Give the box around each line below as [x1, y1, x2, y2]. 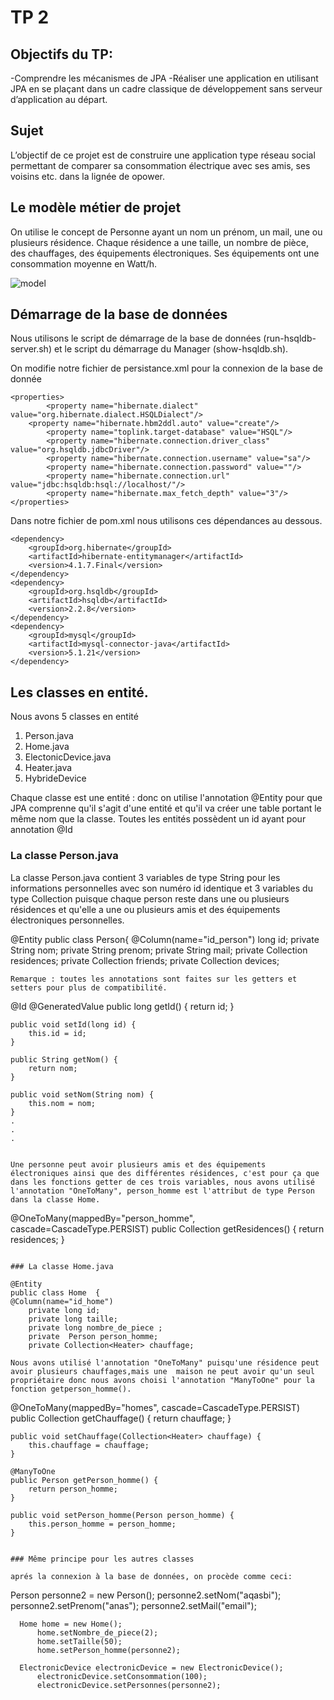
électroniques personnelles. [10, 914, 125, 926]
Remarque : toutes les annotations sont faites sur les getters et [10, 974, 298, 984]
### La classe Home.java [10, 1261, 114, 1271]
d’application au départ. [10, 94, 108, 105]
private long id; [28, 1305, 101, 1315]
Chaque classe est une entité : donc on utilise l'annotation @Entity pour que [10, 792, 323, 804]
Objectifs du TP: [10, 46, 113, 63]
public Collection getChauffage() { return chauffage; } [10, 1412, 232, 1424]
